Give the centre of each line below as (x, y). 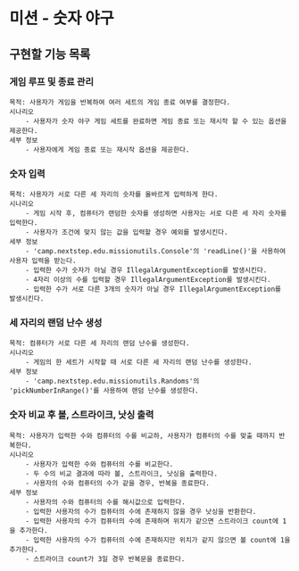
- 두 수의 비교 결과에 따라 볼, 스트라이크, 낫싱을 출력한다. (122, 474)
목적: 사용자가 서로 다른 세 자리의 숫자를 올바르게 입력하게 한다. (114, 194)
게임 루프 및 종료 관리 (51, 81)
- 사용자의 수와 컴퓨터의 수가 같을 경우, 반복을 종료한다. (117, 483)
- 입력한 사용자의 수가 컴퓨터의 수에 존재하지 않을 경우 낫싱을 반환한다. (141, 511)
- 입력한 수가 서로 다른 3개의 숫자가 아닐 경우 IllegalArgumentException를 (154, 290)
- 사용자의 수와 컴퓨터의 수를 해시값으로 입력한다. (105, 502)
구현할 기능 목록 (50, 54)
